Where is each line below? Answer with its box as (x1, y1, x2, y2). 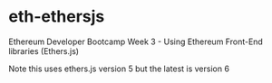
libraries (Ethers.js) (8, 45, 79, 56)
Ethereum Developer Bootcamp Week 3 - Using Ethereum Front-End (8, 36, 264, 47)
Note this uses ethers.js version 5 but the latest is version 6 (8, 63, 230, 74)
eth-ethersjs (8, 6, 105, 27)
